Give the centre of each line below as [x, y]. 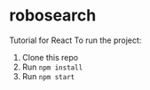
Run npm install [52, 67]
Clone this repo [50, 57]
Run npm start [48, 76]
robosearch [53, 16]
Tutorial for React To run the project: [75, 40]
